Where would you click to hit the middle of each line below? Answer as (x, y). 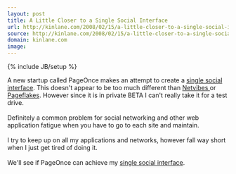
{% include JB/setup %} (42, 67)
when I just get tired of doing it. (52, 148)
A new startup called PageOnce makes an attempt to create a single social (115, 80)
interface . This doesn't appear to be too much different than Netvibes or (112, 88)
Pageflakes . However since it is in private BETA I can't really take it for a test (117, 95)
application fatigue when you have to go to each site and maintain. (103, 125)
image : (17, 46)
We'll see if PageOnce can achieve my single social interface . (96, 162)
